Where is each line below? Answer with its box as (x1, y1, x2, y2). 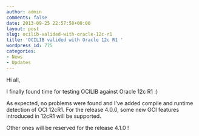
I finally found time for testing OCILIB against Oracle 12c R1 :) (6, 88, 158, 95)
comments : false (6, 15, 47, 21)
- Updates (6, 59, 32, 65)
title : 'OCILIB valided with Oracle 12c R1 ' (6, 37, 123, 43)
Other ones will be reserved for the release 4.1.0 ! (6, 124, 129, 131)
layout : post (6, 25, 39, 32)
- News (6, 54, 23, 60)
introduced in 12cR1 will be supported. (6, 112, 101, 120)
